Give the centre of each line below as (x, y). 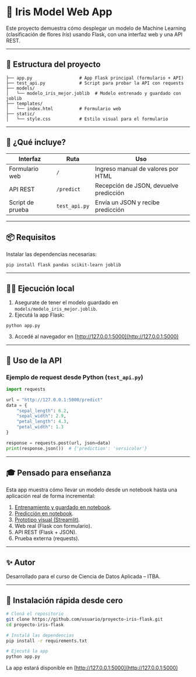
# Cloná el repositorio (35, 614)
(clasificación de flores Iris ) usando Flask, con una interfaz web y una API (94, 34)
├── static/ (20, 114)
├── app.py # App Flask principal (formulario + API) (95, 78)
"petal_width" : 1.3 (40, 427)
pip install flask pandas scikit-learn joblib (64, 265)
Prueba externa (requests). (47, 538)
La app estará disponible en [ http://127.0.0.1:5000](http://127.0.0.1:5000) (92, 668)
